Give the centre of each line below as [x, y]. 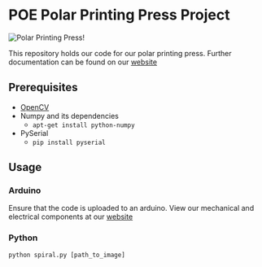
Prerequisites [43, 88]
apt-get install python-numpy [84, 125]
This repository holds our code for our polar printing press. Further [120, 53]
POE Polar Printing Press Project [119, 15]
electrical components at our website [71, 217]
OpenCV [35, 107]
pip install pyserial [69, 142]
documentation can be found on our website [83, 62]
